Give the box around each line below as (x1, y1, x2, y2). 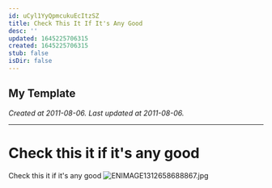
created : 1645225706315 (8, 42, 89, 50)
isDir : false (8, 57, 53, 65)
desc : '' (8, 27, 38, 35)
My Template (8, 86, 76, 101)
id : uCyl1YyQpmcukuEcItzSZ (8, 11, 100, 20)
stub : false (8, 49, 49, 57)
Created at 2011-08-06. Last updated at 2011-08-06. (8, 108, 185, 118)
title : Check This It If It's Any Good (8, 19, 143, 27)
